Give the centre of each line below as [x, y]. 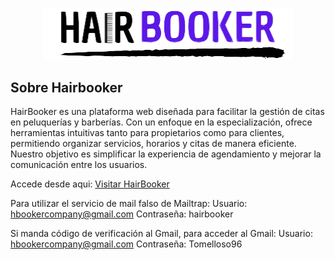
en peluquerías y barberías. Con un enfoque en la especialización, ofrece [161, 122]
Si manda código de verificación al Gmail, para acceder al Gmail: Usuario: [161, 234]
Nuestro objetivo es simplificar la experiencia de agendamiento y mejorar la [166, 154]
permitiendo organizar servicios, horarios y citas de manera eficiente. [153, 144]
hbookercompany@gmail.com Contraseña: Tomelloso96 [126, 244]
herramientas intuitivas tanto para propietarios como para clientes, [147, 133]
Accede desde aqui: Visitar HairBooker [90, 184]
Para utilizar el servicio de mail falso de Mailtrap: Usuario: [129, 204]
